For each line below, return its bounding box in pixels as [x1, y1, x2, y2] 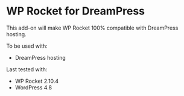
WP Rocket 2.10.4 [14, 77, 59, 85]
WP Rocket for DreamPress [6, 4, 145, 18]
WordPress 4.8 [14, 83, 52, 91]
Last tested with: [6, 65, 48, 73]
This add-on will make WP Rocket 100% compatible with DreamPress [6, 24, 179, 31]
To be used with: [6, 42, 48, 50]
